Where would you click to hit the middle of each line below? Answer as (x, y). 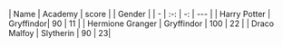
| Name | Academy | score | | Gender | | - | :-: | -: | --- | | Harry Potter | (140, 14)
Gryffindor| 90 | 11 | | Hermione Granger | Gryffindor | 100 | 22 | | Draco (141, 23)
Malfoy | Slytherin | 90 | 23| (60, 33)
